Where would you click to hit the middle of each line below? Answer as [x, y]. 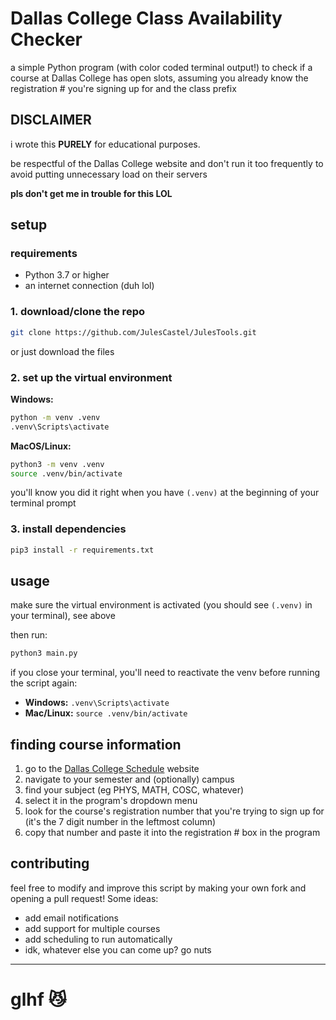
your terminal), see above [63, 616]
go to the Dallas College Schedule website [112, 769]
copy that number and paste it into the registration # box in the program [172, 833]
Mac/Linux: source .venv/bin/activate [106, 713]
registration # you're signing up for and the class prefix [123, 88]
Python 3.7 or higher [67, 275]
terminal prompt [43, 503]
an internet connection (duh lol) [89, 286]
